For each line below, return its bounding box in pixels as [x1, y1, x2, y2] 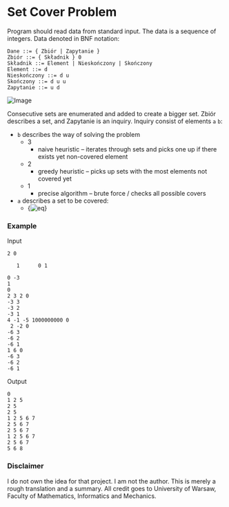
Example [7, 221, 37, 230]
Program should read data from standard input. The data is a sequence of [7, 27, 217, 35]
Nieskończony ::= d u [7, 72, 70, 79]
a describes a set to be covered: [17, 196, 109, 205]
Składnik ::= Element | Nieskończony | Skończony [7, 59, 153, 66]
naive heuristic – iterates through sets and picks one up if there [37, 145, 217, 153]
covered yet [37, 174, 72, 183]
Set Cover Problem [7, 4, 117, 20]
